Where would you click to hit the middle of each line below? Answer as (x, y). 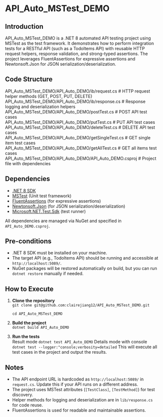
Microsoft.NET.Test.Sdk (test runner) (49, 211)
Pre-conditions (28, 241)
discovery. (22, 395)
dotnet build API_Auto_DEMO (40, 328)
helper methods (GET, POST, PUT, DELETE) (49, 96)
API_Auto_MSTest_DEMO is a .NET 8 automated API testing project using (78, 38)
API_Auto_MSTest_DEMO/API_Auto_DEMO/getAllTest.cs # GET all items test (81, 148)
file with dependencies (28, 163)
